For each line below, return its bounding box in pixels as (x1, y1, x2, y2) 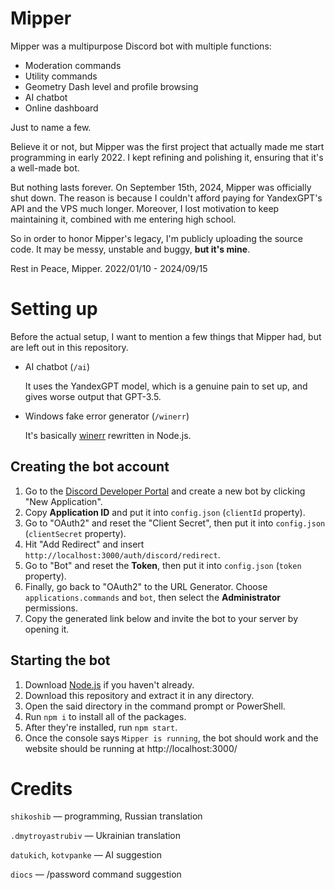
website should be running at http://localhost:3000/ (24, 742, 238, 754)
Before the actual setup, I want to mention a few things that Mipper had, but (10, 330, 322, 342)
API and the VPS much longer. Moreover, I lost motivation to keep (10, 202, 280, 214)
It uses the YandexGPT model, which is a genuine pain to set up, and (24, 380, 308, 392)
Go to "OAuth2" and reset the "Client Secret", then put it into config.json (24, 517, 326, 529)
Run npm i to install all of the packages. (24, 710, 187, 722)
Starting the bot (10, 652, 111, 669)
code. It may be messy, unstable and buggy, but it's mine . (10, 243, 251, 255)
